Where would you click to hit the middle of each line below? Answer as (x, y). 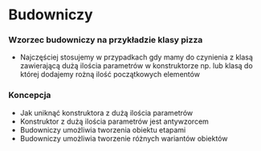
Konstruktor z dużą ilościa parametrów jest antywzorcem (114, 121)
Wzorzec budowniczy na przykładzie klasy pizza (106, 40)
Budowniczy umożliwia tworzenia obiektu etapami (103, 129)
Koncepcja (30, 96)
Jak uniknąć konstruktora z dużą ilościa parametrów (106, 112)
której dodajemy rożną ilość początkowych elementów (110, 75)
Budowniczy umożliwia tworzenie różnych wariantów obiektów (124, 138)
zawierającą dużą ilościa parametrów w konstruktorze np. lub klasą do (136, 66)
